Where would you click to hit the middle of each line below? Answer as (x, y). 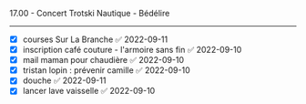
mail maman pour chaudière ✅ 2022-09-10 (103, 60)
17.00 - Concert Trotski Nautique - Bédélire (90, 13)
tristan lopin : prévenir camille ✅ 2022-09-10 (106, 70)
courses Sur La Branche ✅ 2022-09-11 (95, 39)
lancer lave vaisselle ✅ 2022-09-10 (89, 91)
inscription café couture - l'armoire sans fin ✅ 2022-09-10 (132, 50)
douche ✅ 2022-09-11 (64, 80)
